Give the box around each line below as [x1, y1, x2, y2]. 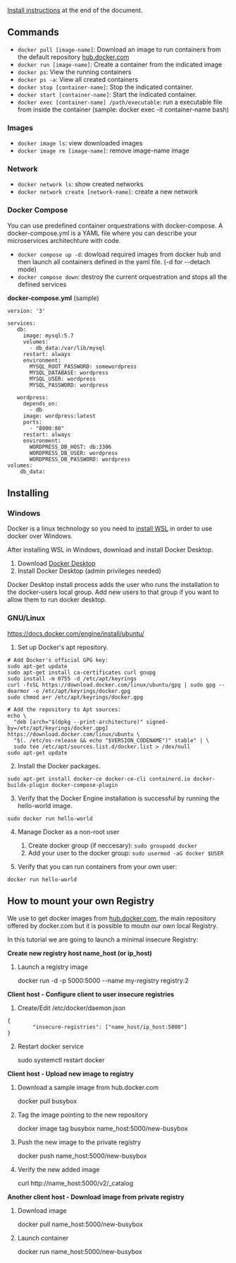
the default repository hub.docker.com [17, 52, 130, 61]
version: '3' [7, 307, 46, 314]
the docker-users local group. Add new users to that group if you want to [7, 588, 220, 596]
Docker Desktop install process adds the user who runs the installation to [7, 581, 220, 589]
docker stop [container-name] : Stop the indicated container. [17, 83, 194, 91]
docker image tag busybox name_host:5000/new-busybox [17, 1124, 188, 1132]
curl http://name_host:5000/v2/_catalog [17, 1179, 134, 1187]
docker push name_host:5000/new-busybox [17, 1151, 147, 1160]
